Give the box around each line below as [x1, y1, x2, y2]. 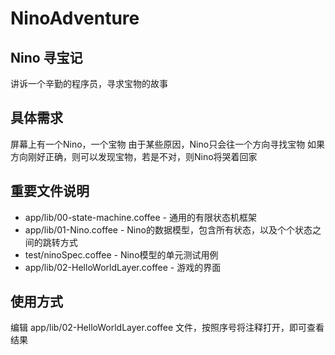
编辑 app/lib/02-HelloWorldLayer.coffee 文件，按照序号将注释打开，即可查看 [10, 322, 325, 334]
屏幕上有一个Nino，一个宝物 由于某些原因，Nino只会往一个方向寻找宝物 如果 [10, 138, 326, 150]
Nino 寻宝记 [10, 49, 83, 66]
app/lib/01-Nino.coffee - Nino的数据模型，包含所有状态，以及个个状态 [24, 223, 313, 236]
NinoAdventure [10, 7, 140, 30]
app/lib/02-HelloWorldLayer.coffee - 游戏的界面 [24, 261, 222, 273]
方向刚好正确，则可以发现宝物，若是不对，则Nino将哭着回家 [10, 150, 258, 162]
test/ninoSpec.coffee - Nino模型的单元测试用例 [24, 248, 219, 261]
